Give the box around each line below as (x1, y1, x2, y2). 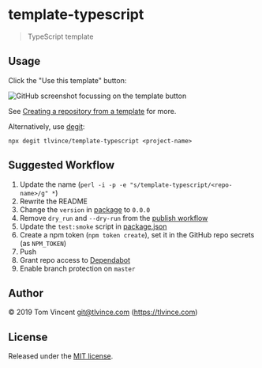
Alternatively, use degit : (8, 121, 85, 131)
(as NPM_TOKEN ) (19, 238, 67, 248)
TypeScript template (27, 32, 94, 41)
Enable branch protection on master (19, 264, 136, 273)
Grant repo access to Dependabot (19, 255, 131, 264)
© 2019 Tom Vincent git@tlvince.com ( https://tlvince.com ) (8, 307, 198, 317)
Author (8, 286, 43, 300)
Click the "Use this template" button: (8, 75, 127, 85)
